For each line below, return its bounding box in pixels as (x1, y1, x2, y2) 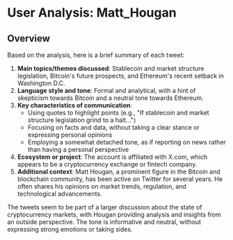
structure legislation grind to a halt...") (27, 116, 136, 124)
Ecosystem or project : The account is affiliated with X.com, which (17, 153, 208, 161)
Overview (7, 33, 51, 44)
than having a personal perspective (27, 146, 129, 153)
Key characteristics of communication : (17, 101, 132, 109)
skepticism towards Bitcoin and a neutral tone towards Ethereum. (17, 94, 204, 102)
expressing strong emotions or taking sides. (7, 225, 134, 233)
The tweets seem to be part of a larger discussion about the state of (7, 203, 202, 211)
